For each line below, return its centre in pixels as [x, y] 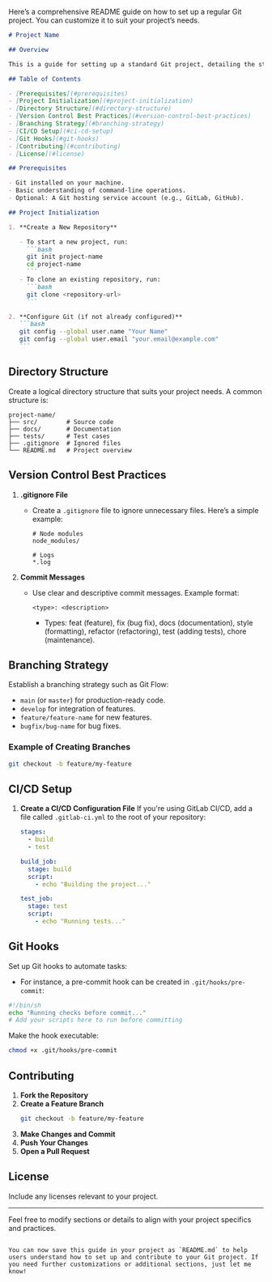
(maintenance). [70, 639]
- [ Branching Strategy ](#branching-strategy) [86, 124]
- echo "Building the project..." [93, 884]
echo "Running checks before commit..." [78, 1012]
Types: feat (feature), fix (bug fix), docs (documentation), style [149, 622]
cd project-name [54, 265]
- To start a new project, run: [74, 242]
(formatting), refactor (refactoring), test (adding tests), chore [145, 631]
